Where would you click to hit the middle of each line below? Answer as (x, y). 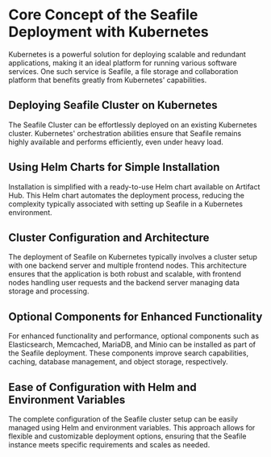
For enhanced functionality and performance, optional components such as (134, 336)
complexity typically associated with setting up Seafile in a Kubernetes (126, 204)
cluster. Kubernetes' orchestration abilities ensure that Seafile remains (125, 133)
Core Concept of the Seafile (103, 15)
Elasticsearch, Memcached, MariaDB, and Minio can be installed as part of (132, 345)
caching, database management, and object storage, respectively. (118, 362)
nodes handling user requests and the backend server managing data (124, 283)
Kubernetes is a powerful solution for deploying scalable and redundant (127, 54)
